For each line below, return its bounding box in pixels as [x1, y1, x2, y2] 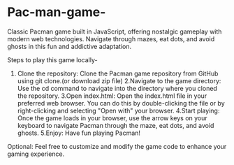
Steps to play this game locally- [7, 55, 98, 64]
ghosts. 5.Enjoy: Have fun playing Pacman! [17, 129, 141, 137]
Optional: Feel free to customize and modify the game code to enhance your [7, 142, 227, 150]
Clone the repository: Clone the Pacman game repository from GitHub [17, 69, 219, 78]
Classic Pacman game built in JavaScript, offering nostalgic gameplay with [7, 27, 222, 36]
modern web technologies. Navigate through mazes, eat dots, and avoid [7, 34, 215, 43]
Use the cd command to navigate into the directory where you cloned [17, 84, 218, 92]
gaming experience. [7, 150, 65, 158]
